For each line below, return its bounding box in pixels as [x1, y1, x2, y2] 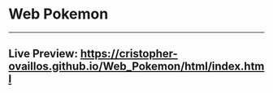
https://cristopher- [80, 47, 179, 61]
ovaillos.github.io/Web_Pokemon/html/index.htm [8, 60, 265, 74]
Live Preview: [8, 47, 79, 61]
